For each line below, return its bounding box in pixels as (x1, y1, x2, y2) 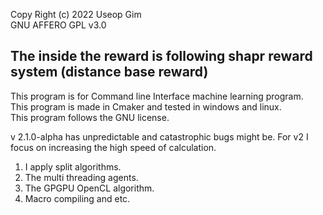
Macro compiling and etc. (24, 192, 131, 204)
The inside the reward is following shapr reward (10, 48, 313, 65)
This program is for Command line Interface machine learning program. (10, 90, 304, 102)
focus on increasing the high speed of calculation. (10, 141, 217, 153)
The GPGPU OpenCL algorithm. (24, 182, 155, 194)
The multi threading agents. (24, 171, 139, 183)
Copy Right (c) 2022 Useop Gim (10, 9, 142, 20)
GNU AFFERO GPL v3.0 (10, 19, 107, 31)
